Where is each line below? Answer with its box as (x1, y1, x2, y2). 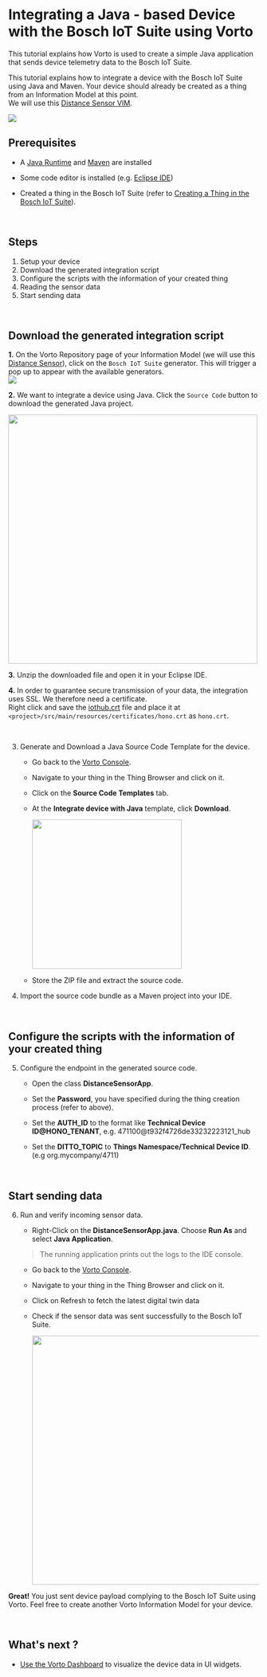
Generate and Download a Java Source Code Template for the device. (19, 742, 250, 752)
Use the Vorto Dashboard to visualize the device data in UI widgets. (19, 1659, 241, 1669)
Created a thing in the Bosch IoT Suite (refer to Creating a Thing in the (19, 188, 249, 198)
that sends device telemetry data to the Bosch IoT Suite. (8, 57, 193, 67)
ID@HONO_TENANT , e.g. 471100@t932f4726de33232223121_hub (31, 1126, 251, 1137)
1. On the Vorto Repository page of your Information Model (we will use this (8, 350, 256, 359)
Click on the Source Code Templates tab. (31, 788, 169, 798)
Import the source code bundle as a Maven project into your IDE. (19, 991, 233, 1001)
